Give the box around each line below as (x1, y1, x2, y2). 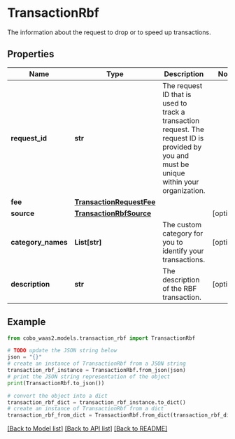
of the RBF (162, 283, 197, 293)
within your (162, 177, 199, 187)
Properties (7, 48, 55, 60)
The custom (162, 219, 202, 229)
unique (162, 168, 185, 178)
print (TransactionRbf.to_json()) (7, 380, 105, 387)
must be (162, 159, 190, 169)
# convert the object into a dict (7, 392, 108, 399)
